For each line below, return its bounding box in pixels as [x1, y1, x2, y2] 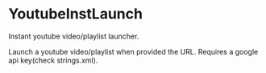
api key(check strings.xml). [8, 55, 98, 65]
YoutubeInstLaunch [8, 5, 143, 23]
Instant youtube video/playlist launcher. [8, 31, 139, 41]
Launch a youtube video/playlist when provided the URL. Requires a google [8, 47, 259, 56]
